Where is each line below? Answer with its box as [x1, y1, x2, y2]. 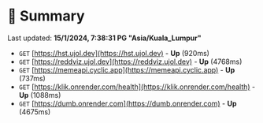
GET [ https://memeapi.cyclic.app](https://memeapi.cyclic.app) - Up [18, 65, 235, 74]
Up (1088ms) [18, 90, 61, 99]
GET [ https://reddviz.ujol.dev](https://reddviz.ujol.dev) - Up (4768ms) [18, 57, 243, 66]
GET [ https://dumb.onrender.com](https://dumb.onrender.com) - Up [18, 99, 237, 108]
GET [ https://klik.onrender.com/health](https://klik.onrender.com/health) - [18, 82, 256, 91]
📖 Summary [7, 7, 85, 25]
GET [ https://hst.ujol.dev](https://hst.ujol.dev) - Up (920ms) [18, 48, 210, 58]
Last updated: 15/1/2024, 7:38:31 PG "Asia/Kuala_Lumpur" [7, 33, 202, 43]
